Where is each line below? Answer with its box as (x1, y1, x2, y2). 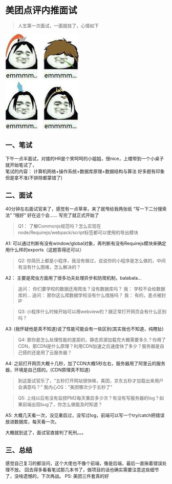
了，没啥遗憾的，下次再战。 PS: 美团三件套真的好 (5, 473, 109, 479)
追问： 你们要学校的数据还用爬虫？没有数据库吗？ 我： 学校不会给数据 (17, 285, 165, 292)
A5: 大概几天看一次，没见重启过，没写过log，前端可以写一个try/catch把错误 (5, 412, 165, 418)
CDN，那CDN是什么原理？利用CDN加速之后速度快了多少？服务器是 (17, 343, 160, 349)
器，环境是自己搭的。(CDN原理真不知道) (5, 367, 91, 373)
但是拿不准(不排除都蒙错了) (5, 175, 63, 181)
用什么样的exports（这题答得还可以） (5, 246, 84, 252)
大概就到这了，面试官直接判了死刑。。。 (5, 429, 86, 435)
